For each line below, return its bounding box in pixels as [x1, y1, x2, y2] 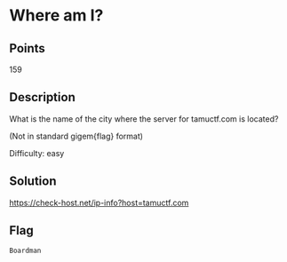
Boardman [9, 246, 42, 256]
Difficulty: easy [9, 147, 65, 158]
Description [9, 90, 76, 105]
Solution [9, 174, 57, 189]
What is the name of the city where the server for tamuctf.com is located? [9, 113, 279, 124]
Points [9, 41, 46, 56]
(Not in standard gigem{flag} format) [9, 131, 144, 141]
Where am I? [9, 5, 104, 26]
